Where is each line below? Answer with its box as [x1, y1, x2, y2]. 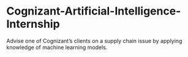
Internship [6, 17, 60, 31]
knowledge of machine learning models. [6, 44, 108, 51]
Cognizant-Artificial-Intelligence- [6, 4, 181, 18]
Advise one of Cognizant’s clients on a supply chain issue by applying [6, 37, 182, 44]
